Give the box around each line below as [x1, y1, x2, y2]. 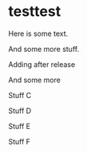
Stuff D [8, 106, 32, 116]
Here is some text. [8, 29, 69, 38]
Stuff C [8, 90, 32, 100]
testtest [8, 2, 61, 21]
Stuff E [8, 121, 31, 131]
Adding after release [8, 59, 76, 69]
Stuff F [8, 136, 30, 146]
